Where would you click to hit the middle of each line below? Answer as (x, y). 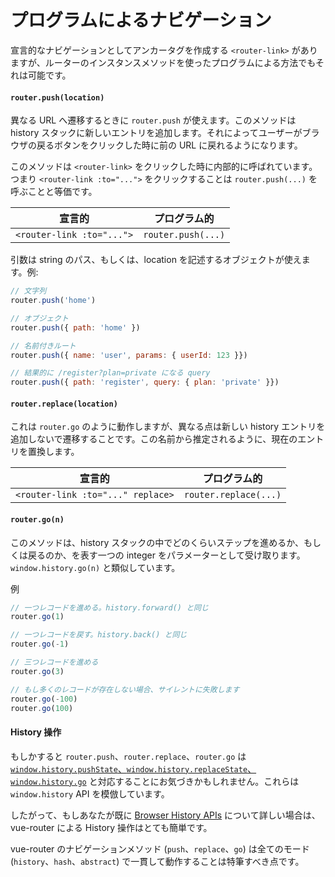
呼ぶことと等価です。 (54, 192)
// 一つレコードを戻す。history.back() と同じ (99, 635)
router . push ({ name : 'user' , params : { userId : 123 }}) (129, 355)
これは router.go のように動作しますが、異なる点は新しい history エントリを (168, 427)
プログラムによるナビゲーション (141, 20)
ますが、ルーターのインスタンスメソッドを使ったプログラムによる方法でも (163, 62)
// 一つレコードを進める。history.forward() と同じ (109, 607)
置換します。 (53, 452)
